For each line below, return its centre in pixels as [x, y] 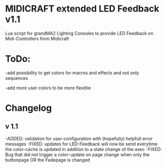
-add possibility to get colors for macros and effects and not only [72, 73]
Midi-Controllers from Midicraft [37, 39]
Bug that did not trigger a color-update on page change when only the [77, 154]
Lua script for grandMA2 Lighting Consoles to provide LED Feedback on [79, 33]
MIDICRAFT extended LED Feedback [82, 9]
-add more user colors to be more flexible [48, 88]
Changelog [28, 108]
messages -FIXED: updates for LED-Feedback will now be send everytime [81, 144]
